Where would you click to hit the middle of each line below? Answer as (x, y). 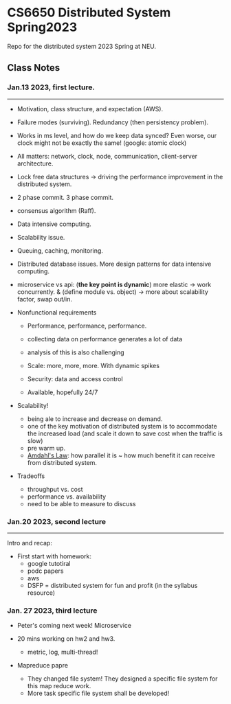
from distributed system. (62, 462)
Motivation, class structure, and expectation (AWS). (90, 109)
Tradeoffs (31, 476)
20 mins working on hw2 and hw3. (66, 639)
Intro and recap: (30, 543)
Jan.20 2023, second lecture (57, 521)
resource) (41, 593)
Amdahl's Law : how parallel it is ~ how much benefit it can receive (121, 455)
